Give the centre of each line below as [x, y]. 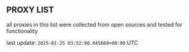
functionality [22, 31]
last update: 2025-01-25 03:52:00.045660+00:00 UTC [72, 42]
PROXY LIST [30, 10]
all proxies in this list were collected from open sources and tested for [94, 24]
